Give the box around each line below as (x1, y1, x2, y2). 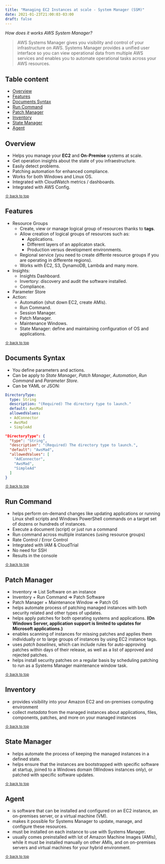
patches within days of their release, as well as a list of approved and (12, 647, 153, 652)
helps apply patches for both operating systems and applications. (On (12, 615, 155, 621)
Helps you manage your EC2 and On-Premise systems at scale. (12, 153, 143, 159)
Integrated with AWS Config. (12, 184, 71, 190)
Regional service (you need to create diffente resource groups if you (19, 252, 159, 258)
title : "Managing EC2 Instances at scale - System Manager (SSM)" (5, 7, 145, 12)
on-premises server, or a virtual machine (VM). (12, 813, 108, 819)
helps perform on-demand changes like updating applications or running (12, 511, 161, 517)
